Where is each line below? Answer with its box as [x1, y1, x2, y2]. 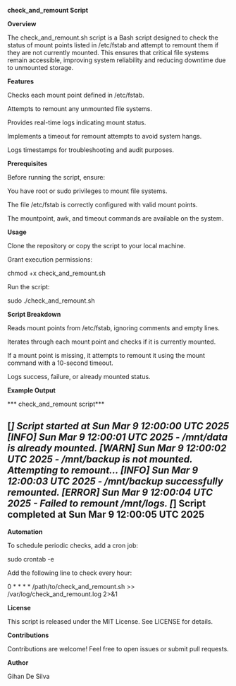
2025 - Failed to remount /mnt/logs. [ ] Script [7, 498, 206, 510]
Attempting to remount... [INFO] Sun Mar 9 [7, 465, 199, 477]
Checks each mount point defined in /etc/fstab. [7, 91, 144, 99]
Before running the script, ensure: [7, 173, 106, 181]
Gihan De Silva [7, 672, 50, 680]
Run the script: [7, 283, 50, 291]
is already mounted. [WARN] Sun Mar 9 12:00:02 [7, 442, 227, 455]
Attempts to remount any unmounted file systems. [7, 105, 153, 112]
